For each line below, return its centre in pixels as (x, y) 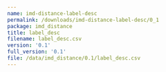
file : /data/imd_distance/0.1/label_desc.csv (74, 58)
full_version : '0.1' (37, 52)
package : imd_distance (40, 26)
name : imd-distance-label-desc (52, 13)
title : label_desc (34, 33)
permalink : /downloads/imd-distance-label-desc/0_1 (83, 20)
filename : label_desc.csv (44, 39)
